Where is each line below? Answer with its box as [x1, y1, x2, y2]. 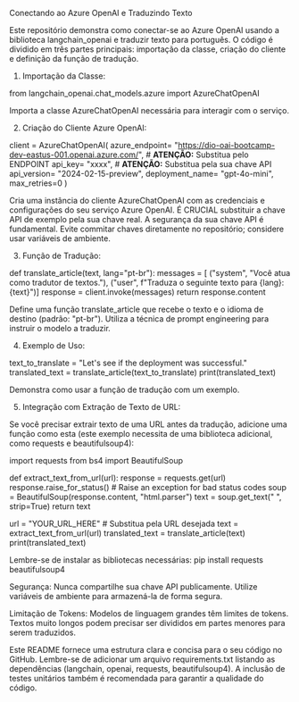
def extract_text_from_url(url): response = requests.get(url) [9, 472, 226, 483]
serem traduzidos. [9, 627, 77, 638]
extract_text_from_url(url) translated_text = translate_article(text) [9, 528, 245, 539]
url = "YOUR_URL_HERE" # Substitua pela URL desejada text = [9, 518, 239, 529]
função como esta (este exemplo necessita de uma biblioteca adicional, [9, 429, 273, 439]
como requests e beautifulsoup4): [9, 438, 135, 448]
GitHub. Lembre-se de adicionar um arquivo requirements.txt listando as [9, 654, 276, 664]
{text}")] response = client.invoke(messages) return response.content [9, 287, 266, 297]
